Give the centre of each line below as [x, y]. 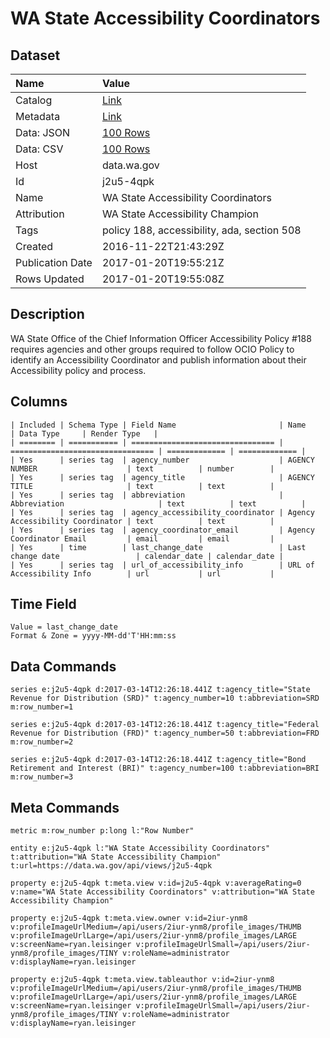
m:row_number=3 [42, 777]
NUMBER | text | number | [142, 468]
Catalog [34, 100]
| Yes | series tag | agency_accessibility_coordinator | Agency [162, 512]
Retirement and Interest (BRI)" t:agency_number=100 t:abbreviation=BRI [165, 768]
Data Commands [63, 666]
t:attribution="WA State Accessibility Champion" [116, 857]
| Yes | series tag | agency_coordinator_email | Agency [162, 530]
